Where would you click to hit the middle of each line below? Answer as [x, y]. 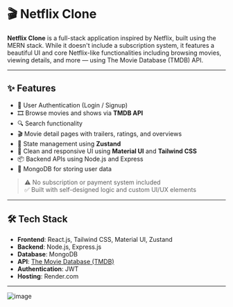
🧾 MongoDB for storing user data [64, 168]
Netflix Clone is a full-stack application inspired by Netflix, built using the [112, 38]
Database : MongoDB [48, 254]
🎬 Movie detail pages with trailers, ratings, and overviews [100, 134]
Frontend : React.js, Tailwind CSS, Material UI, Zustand [95, 239]
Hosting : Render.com [48, 276]
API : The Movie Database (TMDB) [66, 261]
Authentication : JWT [48, 269]
